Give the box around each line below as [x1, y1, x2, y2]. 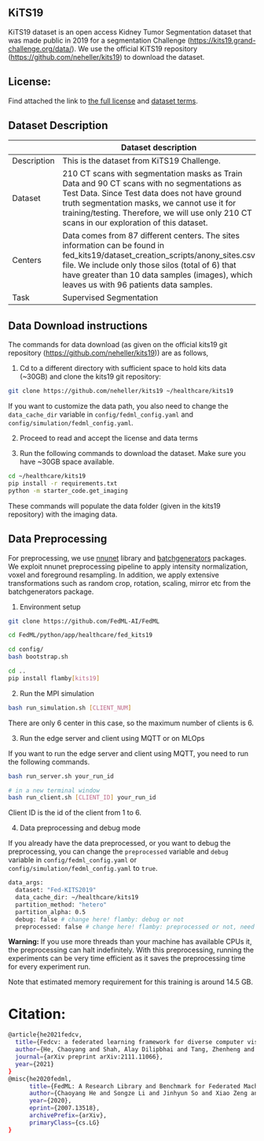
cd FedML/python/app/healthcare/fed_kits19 [8, 632, 153, 639]
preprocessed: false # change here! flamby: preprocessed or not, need [15, 923, 255, 931]
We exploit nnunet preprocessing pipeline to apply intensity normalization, [8, 561, 248, 571]
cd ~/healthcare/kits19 [8, 472, 86, 480]
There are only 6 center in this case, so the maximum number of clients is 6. [8, 718, 254, 728]
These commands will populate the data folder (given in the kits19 [8, 501, 222, 510]
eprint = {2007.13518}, [28, 1104, 101, 1113]
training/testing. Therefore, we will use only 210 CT [62, 208, 253, 219]
